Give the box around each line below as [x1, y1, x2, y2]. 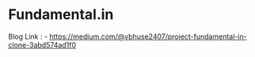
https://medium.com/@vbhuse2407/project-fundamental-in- [49, 32, 247, 41]
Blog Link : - [8, 32, 48, 41]
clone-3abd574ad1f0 [8, 40, 77, 49]
